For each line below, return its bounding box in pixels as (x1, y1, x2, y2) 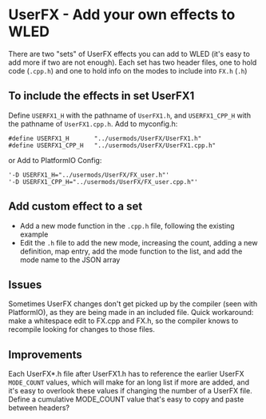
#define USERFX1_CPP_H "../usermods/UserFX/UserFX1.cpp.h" (8, 142, 216, 150)
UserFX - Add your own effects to (8, 6, 236, 24)
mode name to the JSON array (19, 254, 121, 265)
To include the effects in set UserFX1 (8, 90, 195, 103)
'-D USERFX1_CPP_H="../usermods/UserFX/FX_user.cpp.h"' (8, 178, 198, 186)
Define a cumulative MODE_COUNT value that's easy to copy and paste (8, 394, 244, 405)
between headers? (8, 403, 70, 413)
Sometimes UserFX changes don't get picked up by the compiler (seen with (8, 299, 258, 309)
